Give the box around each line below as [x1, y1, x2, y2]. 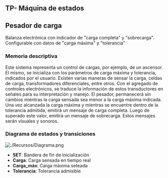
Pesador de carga [5, 21, 62, 30]
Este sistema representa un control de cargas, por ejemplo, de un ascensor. [5, 64, 163, 70]
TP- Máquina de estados [5, 4, 85, 13]
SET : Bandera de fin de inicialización [12, 152, 90, 158]
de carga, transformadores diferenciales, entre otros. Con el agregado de [5, 80, 158, 86]
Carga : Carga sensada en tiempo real [12, 157, 91, 163]
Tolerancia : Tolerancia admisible [12, 168, 81, 174]
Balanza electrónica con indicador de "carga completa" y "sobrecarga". [5, 35, 154, 41]
